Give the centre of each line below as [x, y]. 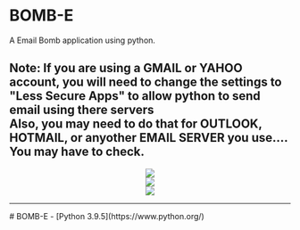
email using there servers [82, 110]
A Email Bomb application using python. [83, 40]
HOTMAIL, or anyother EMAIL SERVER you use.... [149, 138]
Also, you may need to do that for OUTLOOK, [136, 124]
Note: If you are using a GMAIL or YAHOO [126, 68]
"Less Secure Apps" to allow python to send [135, 96]
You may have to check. [77, 152]
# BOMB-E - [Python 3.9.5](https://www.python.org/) [107, 216]
